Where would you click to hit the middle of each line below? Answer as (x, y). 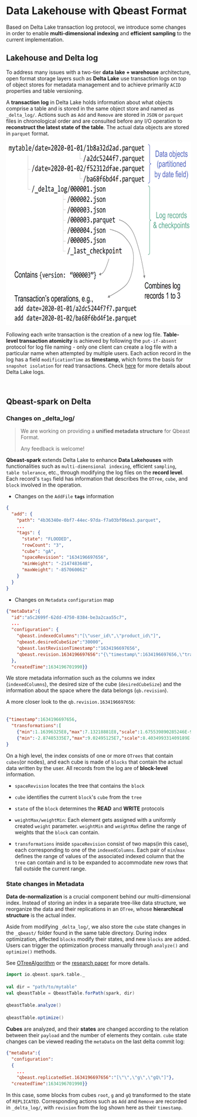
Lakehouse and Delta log (52, 58)
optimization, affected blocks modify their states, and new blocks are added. (98, 939)
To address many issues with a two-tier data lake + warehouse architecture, (98, 72)
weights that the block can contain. (57, 832)
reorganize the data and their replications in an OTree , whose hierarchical (95, 909)
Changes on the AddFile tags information (64, 497)
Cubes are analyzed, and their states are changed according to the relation (97, 1029)
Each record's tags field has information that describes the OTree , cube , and (97, 479)
